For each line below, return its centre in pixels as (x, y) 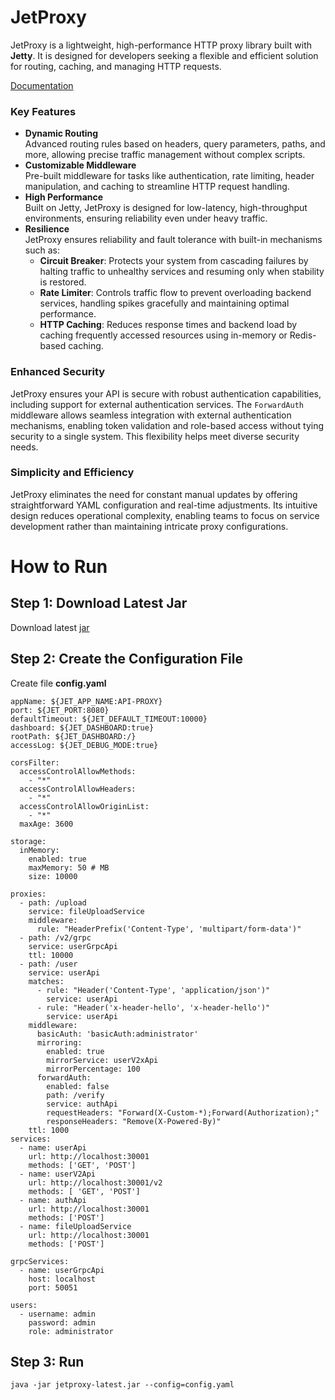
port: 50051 (53, 1287)
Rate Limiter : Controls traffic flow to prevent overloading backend (175, 293)
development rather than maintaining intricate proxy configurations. (149, 526)
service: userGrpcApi (73, 946)
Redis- (303, 335)
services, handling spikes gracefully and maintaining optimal (164, 303)
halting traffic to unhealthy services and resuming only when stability (182, 272)
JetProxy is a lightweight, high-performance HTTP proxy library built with (161, 45)
